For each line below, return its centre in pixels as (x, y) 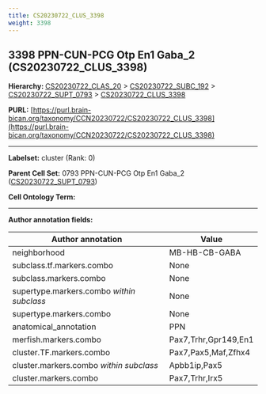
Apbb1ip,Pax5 (196, 366)
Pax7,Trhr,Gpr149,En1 (211, 339)
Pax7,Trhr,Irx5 (196, 378)
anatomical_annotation (54, 327)
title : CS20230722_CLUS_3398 (56, 15)
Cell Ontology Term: (42, 197)
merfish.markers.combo (57, 339)
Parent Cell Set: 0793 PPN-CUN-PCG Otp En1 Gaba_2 (96, 173)
